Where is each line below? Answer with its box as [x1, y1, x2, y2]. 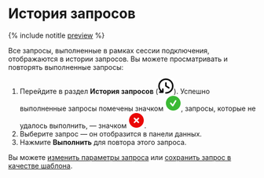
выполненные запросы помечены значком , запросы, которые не [19, 104, 256, 113]
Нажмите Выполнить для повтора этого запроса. [19, 137, 187, 147]
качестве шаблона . [8, 161, 73, 170]
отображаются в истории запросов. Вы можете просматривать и [8, 54, 228, 64]
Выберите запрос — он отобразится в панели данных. [19, 129, 203, 138]
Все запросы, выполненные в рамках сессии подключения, [8, 45, 210, 55]
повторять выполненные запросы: [8, 62, 124, 71]
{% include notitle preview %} [8, 31, 105, 40]
